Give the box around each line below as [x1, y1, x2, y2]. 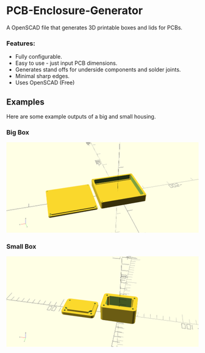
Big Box [6, 128, 29, 136]
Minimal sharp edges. [15, 73, 70, 80]
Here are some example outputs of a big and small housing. [6, 113, 156, 120]
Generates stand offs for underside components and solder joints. [15, 66, 181, 73]
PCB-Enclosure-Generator [6, 4, 143, 18]
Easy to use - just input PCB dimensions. [15, 59, 118, 67]
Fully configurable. [15, 53, 62, 60]
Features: [6, 39, 35, 48]
